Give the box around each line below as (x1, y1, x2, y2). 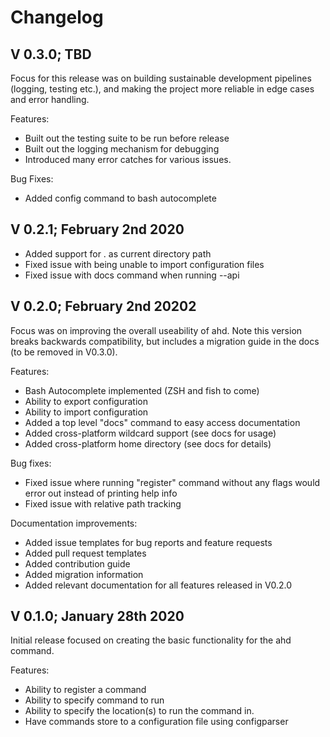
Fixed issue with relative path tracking (24, 497, 182, 510)
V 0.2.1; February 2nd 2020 (10, 221, 185, 238)
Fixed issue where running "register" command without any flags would (24, 476, 321, 488)
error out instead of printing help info (24, 487, 178, 499)
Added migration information (24, 568, 144, 580)
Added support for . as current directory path (24, 247, 212, 260)
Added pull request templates (24, 547, 147, 559)
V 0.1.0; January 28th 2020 (10, 608, 185, 625)
